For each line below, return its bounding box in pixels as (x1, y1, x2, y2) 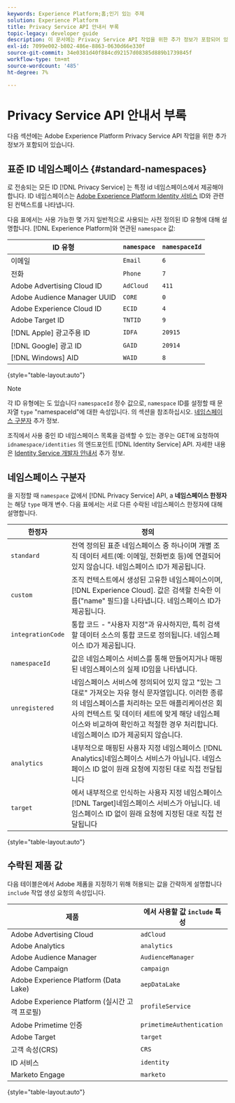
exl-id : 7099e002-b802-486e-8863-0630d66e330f (7, 43, 145, 50)
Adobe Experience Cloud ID (10, 304, 102, 314)
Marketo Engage (10, 1069, 65, 1079)
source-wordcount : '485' (7, 62, 80, 69)
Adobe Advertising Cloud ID (10, 281, 103, 291)
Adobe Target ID (10, 315, 65, 325)
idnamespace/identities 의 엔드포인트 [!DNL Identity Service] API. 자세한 (7, 440, 213, 448)
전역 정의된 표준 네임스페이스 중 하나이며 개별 (71, 541, 212, 551)
